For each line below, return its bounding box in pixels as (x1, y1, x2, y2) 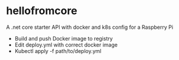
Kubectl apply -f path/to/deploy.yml (14, 47, 102, 54)
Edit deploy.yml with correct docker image (14, 41, 118, 48)
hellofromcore (6, 4, 78, 18)
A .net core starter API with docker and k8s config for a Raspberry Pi (6, 24, 173, 31)
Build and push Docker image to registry (14, 35, 113, 42)
